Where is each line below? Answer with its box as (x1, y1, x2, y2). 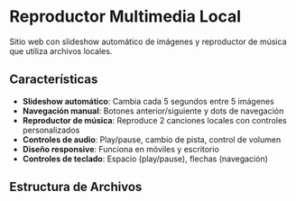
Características (9, 72, 98, 87)
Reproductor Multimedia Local (9, 6, 242, 27)
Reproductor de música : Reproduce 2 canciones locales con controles (22, 114, 287, 125)
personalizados (22, 124, 80, 135)
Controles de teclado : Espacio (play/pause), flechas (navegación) (22, 153, 269, 164)
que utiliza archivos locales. (9, 45, 113, 56)
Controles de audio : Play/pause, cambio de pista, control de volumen (22, 133, 282, 145)
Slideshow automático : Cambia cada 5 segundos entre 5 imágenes (22, 96, 275, 106)
